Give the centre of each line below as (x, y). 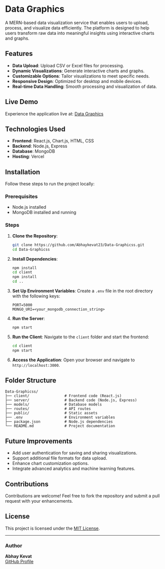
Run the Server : (28, 319)
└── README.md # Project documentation (60, 426)
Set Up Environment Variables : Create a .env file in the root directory (82, 291)
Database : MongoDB (34, 151)
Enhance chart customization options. (51, 463)
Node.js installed (29, 207)
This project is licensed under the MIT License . (53, 528)
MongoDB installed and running (44, 213)
